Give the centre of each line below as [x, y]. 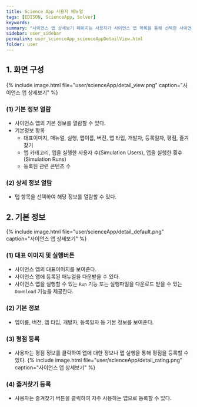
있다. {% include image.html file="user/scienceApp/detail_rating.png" [98, 360]
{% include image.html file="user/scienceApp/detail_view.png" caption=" [95, 85]
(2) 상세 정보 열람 [29, 183]
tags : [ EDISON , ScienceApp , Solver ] [51, 17]
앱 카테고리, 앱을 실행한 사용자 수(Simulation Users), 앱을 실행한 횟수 [103, 152]
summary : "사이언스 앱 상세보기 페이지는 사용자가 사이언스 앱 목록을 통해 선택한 [92, 28]
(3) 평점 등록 [23, 339]
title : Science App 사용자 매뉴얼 [45, 11]
